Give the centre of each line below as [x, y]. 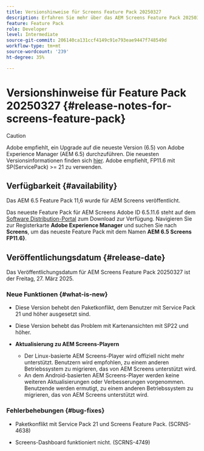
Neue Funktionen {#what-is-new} [57, 294]
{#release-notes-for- [117, 106]
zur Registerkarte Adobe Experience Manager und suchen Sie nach [92, 225]
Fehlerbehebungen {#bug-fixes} [56, 411]
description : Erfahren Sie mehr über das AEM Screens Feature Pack [93, 18]
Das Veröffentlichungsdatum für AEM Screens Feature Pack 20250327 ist [98, 272]
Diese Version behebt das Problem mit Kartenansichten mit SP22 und [102, 326]
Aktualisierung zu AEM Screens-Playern [67, 344]
